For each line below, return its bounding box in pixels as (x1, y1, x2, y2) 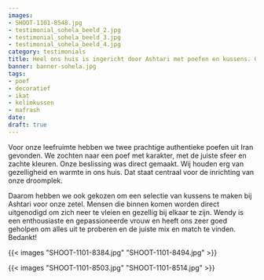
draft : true (8, 121, 47, 129)
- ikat (8, 92, 30, 100)
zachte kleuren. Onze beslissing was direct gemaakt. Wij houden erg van (8, 158, 244, 169)
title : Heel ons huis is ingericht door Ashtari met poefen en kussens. (8, 56, 251, 64)
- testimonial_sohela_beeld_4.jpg (8, 41, 122, 49)
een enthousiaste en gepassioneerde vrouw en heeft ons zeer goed (8, 216, 228, 225)
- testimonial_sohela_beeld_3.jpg (8, 33, 122, 42)
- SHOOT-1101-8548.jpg (8, 19, 82, 27)
